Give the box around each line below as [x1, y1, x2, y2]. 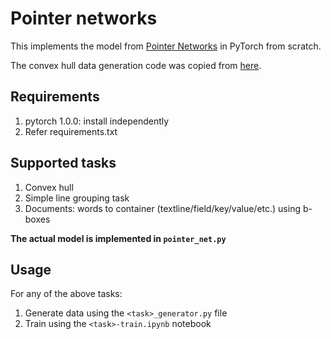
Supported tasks [10, 155, 117, 172]
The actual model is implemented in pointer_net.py [10, 232, 227, 244]
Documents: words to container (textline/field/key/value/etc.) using [24, 202, 301, 214]
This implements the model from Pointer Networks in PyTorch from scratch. [10, 40, 322, 52]
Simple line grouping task [24, 192, 130, 204]
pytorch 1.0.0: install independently [24, 115, 170, 127]
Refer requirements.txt [24, 125, 118, 137]
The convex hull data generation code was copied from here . [10, 59, 262, 71]
